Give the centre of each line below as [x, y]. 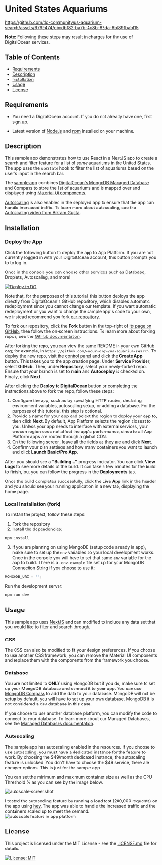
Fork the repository [31, 524]
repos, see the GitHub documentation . [43, 336]
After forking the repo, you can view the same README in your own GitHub [80, 346]
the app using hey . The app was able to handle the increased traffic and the [80, 806]
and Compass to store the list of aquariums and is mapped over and [73, 188]
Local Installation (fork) [33, 504]
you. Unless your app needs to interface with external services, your [80, 426]
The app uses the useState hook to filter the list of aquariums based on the [79, 168]
